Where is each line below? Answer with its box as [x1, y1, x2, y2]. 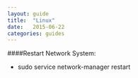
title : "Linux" [7, 17, 55, 24]
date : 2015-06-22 [7, 23, 65, 30]
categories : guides [7, 30, 65, 37]
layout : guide [7, 10, 50, 18]
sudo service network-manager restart [17, 63, 131, 71]
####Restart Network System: [7, 49, 96, 58]
